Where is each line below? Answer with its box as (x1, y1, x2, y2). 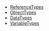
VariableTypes (9, 20, 39, 26)
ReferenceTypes (9, 4, 44, 10)
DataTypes (9, 15, 32, 21)
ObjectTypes (9, 10, 36, 16)
